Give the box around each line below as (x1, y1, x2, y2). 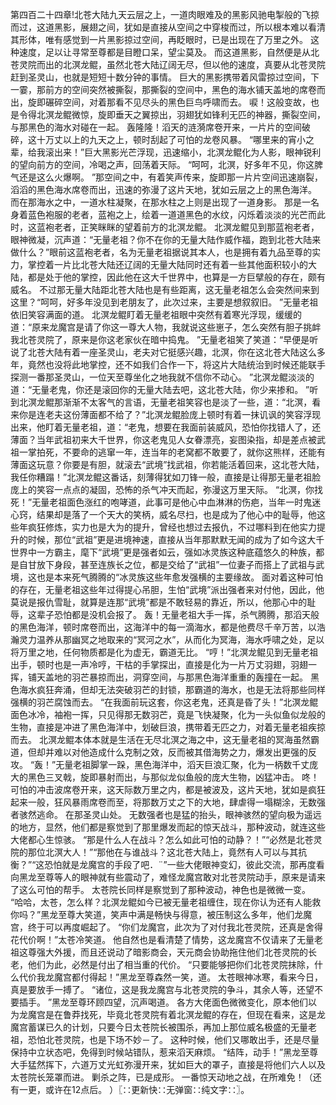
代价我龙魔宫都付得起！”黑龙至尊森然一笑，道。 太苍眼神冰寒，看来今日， (18, 971, 324, 983)
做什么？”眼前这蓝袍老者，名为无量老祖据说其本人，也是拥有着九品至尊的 (10, 246, 313, 258)
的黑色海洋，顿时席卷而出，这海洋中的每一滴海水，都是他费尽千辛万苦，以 (10, 621, 317, 633)
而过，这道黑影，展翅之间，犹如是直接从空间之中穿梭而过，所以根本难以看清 (10, 21, 326, 33)
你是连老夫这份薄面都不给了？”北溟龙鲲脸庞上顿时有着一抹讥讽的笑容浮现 (18, 409, 322, 420)
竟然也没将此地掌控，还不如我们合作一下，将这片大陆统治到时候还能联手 (27, 359, 326, 370)
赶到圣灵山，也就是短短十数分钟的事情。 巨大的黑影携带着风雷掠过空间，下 (10, 71, 320, 83)
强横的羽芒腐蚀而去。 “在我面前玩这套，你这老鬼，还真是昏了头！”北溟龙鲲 (10, 696, 319, 708)
